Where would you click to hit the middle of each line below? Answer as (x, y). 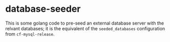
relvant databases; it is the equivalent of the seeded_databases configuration (85, 28)
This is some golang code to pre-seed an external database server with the (85, 23)
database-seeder (43, 9)
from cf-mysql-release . (30, 34)
